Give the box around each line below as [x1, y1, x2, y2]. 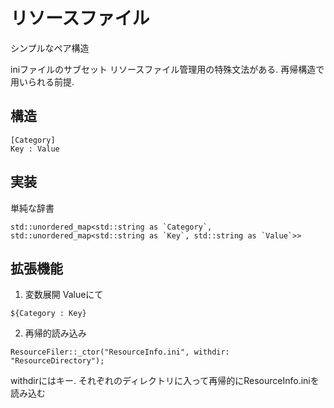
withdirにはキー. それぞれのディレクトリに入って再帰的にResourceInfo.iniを [10, 375, 320, 387]
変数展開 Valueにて [24, 289, 104, 301]
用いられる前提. [10, 75, 75, 88]
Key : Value [10, 144, 60, 154]
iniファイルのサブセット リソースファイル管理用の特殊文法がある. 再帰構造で [10, 63, 325, 75]
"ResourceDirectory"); [10, 356, 105, 366]
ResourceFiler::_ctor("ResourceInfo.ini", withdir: [10, 347, 230, 358]
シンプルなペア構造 [10, 42, 90, 54]
